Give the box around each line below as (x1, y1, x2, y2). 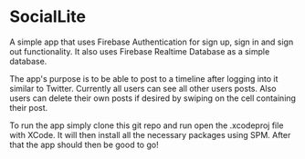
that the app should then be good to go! (9, 139, 159, 150)
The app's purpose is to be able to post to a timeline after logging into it (9, 73, 279, 84)
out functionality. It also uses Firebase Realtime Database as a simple (9, 45, 270, 56)
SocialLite (9, 6, 87, 27)
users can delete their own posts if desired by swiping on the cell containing (9, 93, 297, 104)
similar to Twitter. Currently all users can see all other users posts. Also (9, 83, 277, 94)
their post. (9, 102, 48, 113)
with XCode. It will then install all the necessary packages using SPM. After (9, 129, 291, 140)
